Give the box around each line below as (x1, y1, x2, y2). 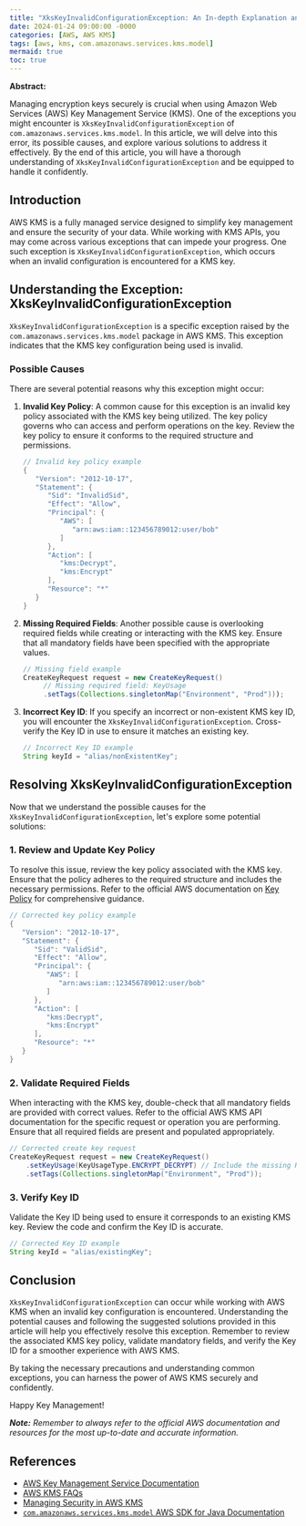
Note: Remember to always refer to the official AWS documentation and (9, 1418, 280, 1428)
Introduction (9, 192, 82, 208)
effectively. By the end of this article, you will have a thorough (9, 147, 241, 158)
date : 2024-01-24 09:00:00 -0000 (9, 22, 137, 31)
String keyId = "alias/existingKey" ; (9, 1247, 153, 1256)
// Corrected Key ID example (9, 1239, 120, 1248)
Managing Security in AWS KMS (22, 1497, 144, 1509)
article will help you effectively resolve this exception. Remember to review (9, 1325, 290, 1336)
